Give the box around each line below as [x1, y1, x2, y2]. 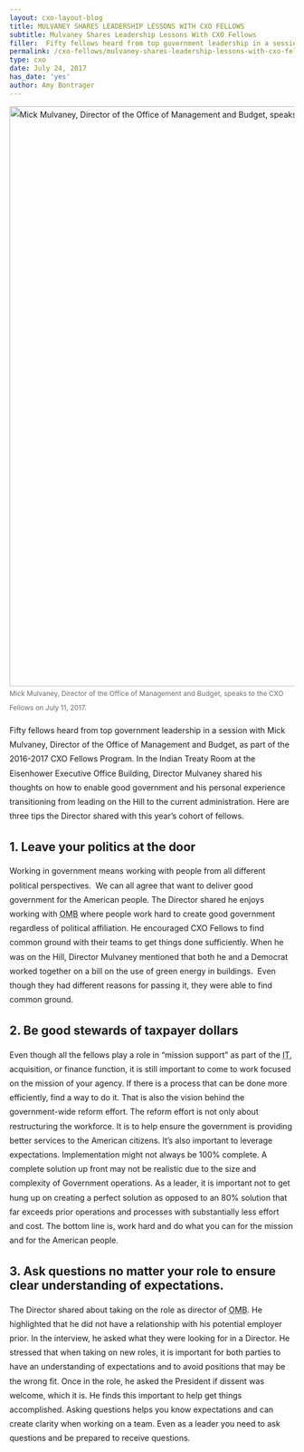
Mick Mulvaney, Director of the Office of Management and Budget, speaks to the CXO [9, 688, 284, 698]
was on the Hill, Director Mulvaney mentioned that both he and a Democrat [9, 951, 288, 962]
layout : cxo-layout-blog [9, 13, 103, 23]
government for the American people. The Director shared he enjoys [9, 894, 265, 905]
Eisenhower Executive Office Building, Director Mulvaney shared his [9, 768, 262, 779]
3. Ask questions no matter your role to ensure [9, 1263, 276, 1279]
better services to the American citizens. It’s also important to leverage [9, 1135, 273, 1146]
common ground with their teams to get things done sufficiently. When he [9, 937, 284, 948]
